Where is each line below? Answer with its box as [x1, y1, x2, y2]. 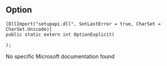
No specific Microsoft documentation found [5, 53, 115, 60]
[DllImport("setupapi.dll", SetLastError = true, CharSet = [5, 21, 162, 27]
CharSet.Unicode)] [5, 26, 52, 32]
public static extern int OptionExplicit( [5, 31, 115, 38]
